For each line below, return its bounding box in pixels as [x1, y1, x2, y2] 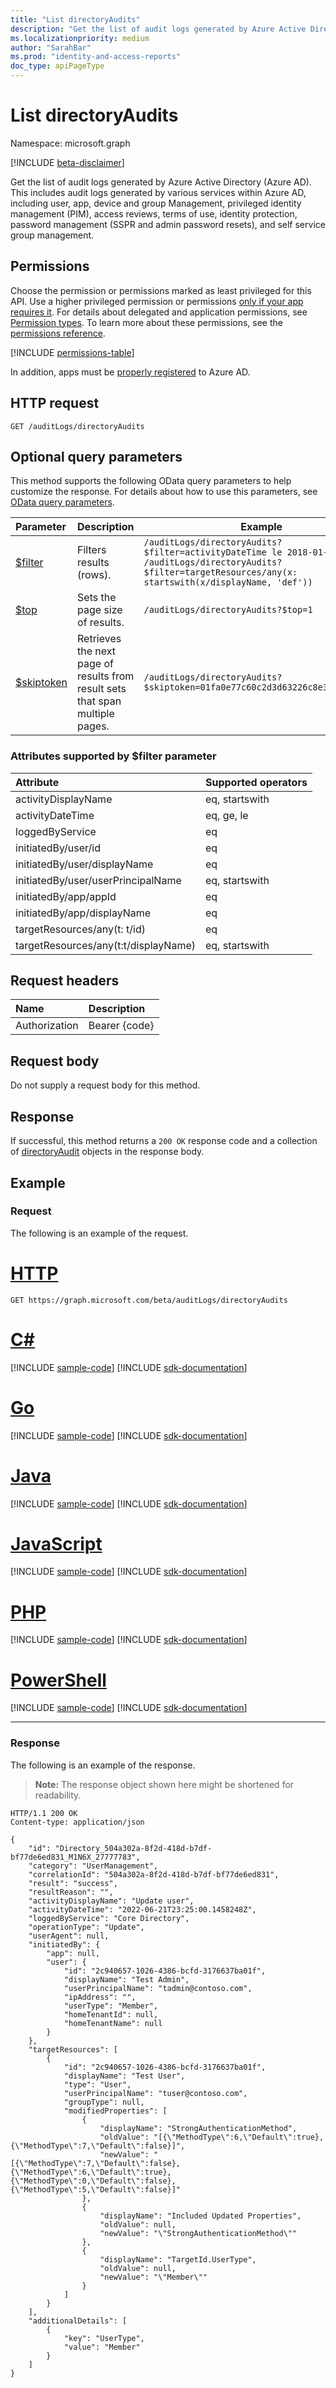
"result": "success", [28, 1878, 118, 1888]
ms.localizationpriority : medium [10, 33, 150, 43]
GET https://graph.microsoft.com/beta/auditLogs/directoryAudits [10, 1295, 288, 1305]
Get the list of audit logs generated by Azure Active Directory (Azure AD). [10, 176, 312, 188]
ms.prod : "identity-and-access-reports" [10, 52, 182, 62]
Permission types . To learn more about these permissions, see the [10, 316, 283, 328]
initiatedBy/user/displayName [15, 857, 154, 871]
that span [77, 694, 122, 708]
